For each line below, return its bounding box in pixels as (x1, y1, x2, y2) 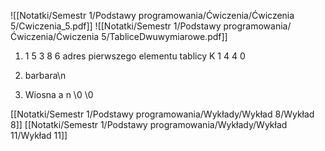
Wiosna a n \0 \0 (24, 89, 94, 100)
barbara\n (24, 70, 67, 81)
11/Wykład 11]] (10, 130, 68, 141)
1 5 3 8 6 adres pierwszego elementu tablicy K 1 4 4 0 (24, 50, 246, 62)
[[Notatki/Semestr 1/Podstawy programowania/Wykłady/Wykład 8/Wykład (10, 108, 315, 120)
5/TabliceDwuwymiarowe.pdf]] (101, 31, 228, 42)
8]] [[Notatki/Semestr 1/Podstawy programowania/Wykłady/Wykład (10, 119, 288, 130)
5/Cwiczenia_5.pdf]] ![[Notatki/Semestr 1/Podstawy (10, 20, 222, 32)
